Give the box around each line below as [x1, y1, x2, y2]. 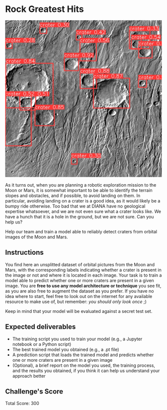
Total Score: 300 [5, 401, 40, 407]
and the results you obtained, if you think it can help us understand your [12, 367, 160, 374]
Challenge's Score [5, 387, 64, 396]
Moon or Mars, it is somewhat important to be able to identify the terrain [5, 187, 153, 193]
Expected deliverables [5, 322, 76, 331]
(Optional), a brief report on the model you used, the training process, [12, 362, 156, 368]
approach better [12, 373, 46, 379]
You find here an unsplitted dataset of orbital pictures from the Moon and [5, 261, 155, 267]
